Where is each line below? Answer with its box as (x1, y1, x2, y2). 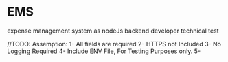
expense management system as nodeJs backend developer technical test (7, 27, 219, 35)
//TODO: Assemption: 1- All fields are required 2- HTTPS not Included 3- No (7, 40, 222, 48)
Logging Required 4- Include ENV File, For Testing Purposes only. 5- (7, 47, 201, 55)
